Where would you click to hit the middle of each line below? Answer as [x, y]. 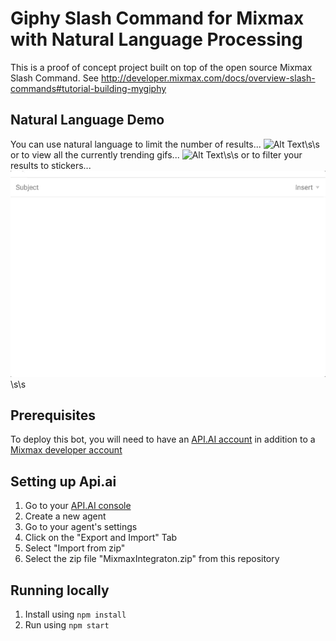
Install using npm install [75, 614]
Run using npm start [67, 624]
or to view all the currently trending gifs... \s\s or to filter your [156, 154]
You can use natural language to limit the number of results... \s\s [165, 144]
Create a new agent [65, 516]
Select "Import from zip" [75, 548]
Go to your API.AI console [78, 506]
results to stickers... [51, 165]
